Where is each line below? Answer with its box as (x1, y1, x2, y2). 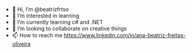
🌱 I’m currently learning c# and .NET (12, 19, 103, 25)
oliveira (12, 40, 31, 48)
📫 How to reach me (12, 32, 63, 39)
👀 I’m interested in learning (12, 12, 80, 19)
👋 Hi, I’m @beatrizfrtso (12, 6, 69, 13)
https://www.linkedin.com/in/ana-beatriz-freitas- (63, 32, 187, 39)
